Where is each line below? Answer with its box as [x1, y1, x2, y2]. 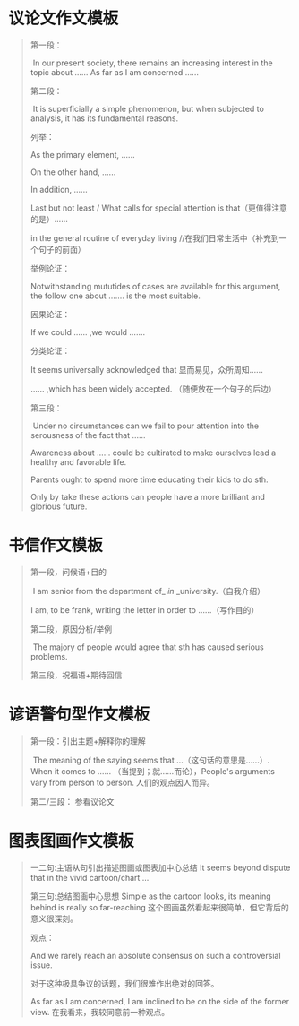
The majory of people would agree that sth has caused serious [32, 642, 265, 652]
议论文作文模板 [8, 8, 119, 29]
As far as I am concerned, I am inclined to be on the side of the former [30, 996, 290, 1006]
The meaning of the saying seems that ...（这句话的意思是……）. [32, 754, 270, 765]
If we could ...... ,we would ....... [30, 326, 146, 337]
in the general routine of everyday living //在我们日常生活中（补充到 [30, 232, 279, 243]
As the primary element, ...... [30, 149, 135, 160]
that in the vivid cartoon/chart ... [30, 872, 149, 883]
